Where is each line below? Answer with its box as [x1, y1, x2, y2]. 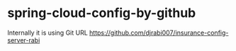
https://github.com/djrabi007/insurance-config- [89, 28, 229, 37]
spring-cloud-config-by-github [7, 5, 196, 21]
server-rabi [7, 35, 40, 44]
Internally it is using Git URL [7, 28, 89, 37]
